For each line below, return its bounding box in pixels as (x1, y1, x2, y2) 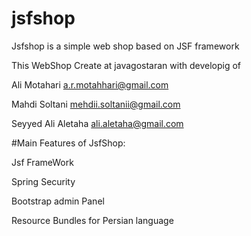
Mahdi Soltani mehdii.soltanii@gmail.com (11, 98, 181, 110)
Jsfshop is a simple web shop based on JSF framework (11, 40, 240, 52)
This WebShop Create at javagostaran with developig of (11, 59, 242, 71)
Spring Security (11, 175, 76, 187)
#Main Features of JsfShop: (11, 137, 126, 149)
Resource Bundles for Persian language (11, 214, 174, 226)
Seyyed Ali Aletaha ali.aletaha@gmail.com (11, 117, 184, 129)
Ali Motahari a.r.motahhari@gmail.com (11, 78, 169, 91)
